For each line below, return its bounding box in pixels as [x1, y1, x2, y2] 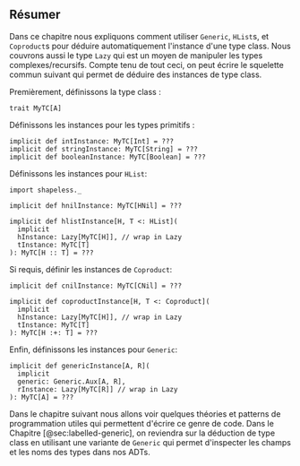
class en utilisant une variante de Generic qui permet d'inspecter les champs [9, 436, 291, 447]
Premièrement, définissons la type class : [9, 86, 161, 97]
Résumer [9, 7, 61, 22]
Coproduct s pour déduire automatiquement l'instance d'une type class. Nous [9, 40, 291, 51]
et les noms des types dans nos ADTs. [9, 446, 150, 457]
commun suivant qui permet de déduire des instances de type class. [9, 69, 262, 80]
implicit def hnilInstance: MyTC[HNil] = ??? [9, 201, 182, 210]
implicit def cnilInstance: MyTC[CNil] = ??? [9, 281, 182, 290]
